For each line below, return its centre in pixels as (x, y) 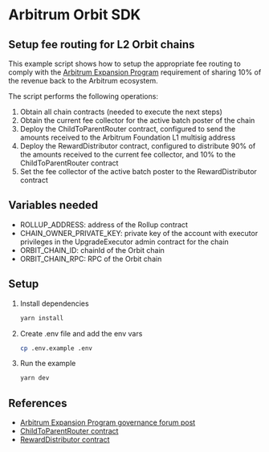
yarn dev (35, 378)
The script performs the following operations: (84, 96)
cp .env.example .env (56, 348)
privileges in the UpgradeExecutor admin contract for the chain (124, 242)
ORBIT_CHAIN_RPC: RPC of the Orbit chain (91, 259)
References (38, 403)
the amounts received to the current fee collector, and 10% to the (128, 155)
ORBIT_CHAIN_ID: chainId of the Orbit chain (92, 250)
